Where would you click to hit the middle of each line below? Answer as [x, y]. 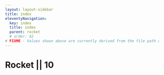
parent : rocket [25, 32]
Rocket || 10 [30, 65]
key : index [20, 23]
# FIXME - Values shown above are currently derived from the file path [81, 41]
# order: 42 [22, 37]
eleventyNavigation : [26, 18]
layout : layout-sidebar [29, 9]
